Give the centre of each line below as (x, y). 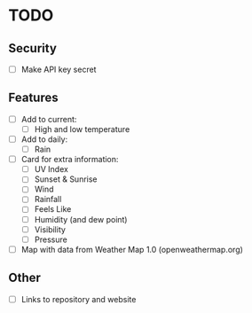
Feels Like (53, 209)
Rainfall (48, 200)
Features (33, 98)
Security (32, 48)
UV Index (51, 169)
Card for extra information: (70, 160)
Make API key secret (59, 69)
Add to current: (49, 119)
